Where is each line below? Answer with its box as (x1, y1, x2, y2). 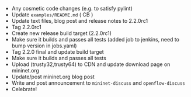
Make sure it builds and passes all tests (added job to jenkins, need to (11, 36, 180, 43)
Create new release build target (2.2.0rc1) (11, 30, 112, 37)
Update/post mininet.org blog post (11, 73, 95, 80)
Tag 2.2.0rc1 (11, 23, 42, 30)
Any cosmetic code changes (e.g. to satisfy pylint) (11, 5, 133, 12)
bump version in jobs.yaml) (11, 42, 77, 49)
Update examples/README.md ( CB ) (11, 11, 93, 18)
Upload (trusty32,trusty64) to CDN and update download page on (11, 61, 171, 68)
